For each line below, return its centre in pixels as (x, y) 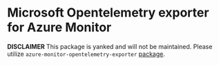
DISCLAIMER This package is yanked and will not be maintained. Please (110, 46)
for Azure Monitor (59, 27)
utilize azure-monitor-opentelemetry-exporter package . (86, 54)
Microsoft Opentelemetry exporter (108, 13)
